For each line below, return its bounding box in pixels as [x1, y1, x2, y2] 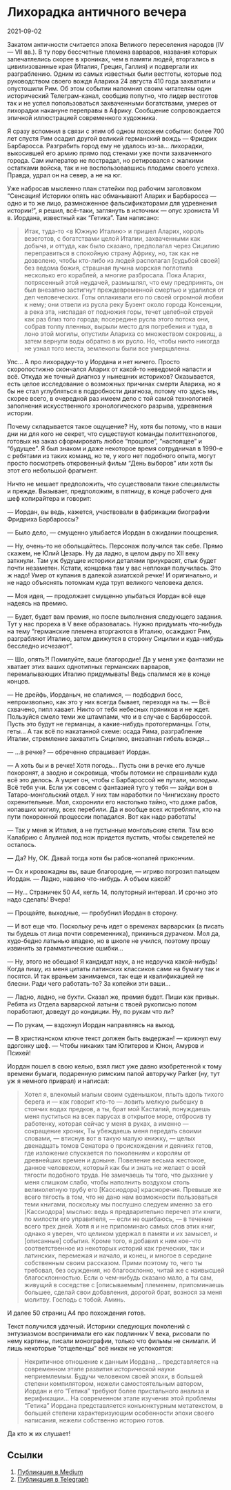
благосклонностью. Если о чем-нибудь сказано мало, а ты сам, [23, 1273, 214, 1282]
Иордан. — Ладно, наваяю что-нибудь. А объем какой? [7, 874, 171, 883]
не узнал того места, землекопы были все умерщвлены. [23, 344, 191, 352]
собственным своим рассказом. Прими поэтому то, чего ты [23, 1258, 203, 1266]
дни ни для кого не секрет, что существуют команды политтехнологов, [7, 429, 218, 438]
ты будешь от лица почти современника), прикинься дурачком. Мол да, [7, 929, 221, 937]
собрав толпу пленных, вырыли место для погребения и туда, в [23, 322, 213, 330]
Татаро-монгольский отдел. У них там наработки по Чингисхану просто [7, 791, 220, 799]
